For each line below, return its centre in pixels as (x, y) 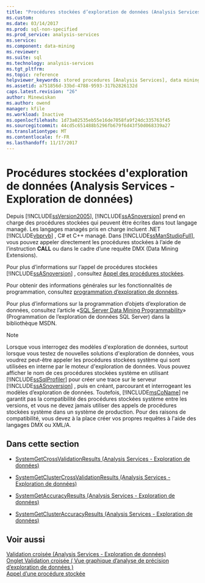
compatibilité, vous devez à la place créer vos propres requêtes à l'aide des (101, 418)
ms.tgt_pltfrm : (26, 69)
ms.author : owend (28, 103)
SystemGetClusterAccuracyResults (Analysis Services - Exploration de (104, 514)
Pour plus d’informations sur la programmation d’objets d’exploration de (96, 303)
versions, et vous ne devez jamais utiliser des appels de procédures (92, 405)
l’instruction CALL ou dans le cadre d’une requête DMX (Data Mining (92, 248)
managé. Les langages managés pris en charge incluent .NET (84, 229)
